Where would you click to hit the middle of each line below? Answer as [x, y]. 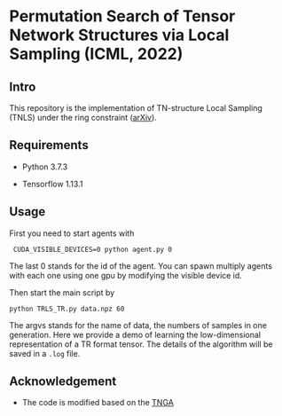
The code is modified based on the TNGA [98, 403]
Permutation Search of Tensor [122, 16]
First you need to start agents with [72, 233]
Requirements [49, 145]
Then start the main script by [62, 292]
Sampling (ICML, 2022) [96, 54]
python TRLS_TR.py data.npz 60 [67, 309]
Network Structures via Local [119, 35]
